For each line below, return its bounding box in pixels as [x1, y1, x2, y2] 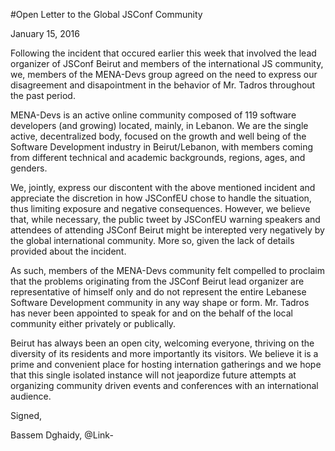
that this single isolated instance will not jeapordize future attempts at [10, 369, 297, 381]
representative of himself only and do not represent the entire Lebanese [10, 286, 307, 298]
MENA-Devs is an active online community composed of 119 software [10, 109, 297, 121]
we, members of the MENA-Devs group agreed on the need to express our [10, 69, 318, 80]
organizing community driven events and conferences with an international [10, 380, 319, 391]
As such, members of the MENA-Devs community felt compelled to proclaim [10, 265, 325, 276]
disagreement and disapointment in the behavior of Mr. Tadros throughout [10, 79, 316, 91]
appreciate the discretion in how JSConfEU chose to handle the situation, [10, 192, 312, 204]
